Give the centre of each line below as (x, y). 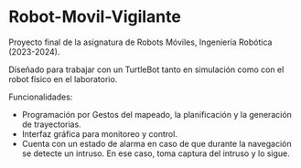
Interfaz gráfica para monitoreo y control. (99, 133)
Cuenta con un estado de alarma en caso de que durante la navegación (156, 143)
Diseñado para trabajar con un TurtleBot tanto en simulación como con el (146, 69)
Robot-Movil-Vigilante (95, 17)
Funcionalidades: (41, 97)
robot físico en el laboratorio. (63, 79)
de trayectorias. (51, 124)
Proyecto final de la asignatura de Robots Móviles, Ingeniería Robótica (140, 42)
